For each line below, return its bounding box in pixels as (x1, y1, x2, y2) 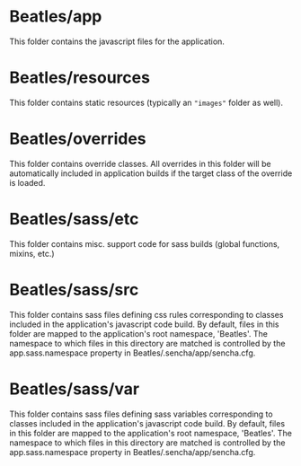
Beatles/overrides (9, 128, 146, 149)
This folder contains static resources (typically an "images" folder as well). (9, 97, 284, 108)
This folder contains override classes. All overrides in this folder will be (9, 158, 271, 169)
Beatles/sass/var (9, 379, 140, 399)
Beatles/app (9, 6, 102, 27)
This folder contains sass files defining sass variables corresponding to (9, 409, 273, 419)
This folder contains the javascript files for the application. (9, 36, 225, 47)
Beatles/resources (9, 67, 151, 88)
